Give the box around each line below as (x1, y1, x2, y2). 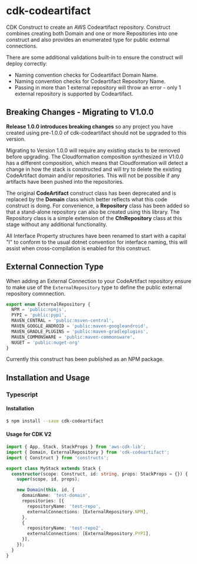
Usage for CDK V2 (6, 431, 52, 438)
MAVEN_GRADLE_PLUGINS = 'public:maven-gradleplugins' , (11, 329, 149, 334)
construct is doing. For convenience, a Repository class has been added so (6, 202, 190, 209)
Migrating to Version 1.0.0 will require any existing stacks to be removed (6, 147, 181, 154)
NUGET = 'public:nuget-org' (11, 340, 81, 346)
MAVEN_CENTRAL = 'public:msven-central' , (11, 318, 115, 324)
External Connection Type (6, 262, 104, 272)
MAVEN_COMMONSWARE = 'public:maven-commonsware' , (11, 334, 135, 340)
